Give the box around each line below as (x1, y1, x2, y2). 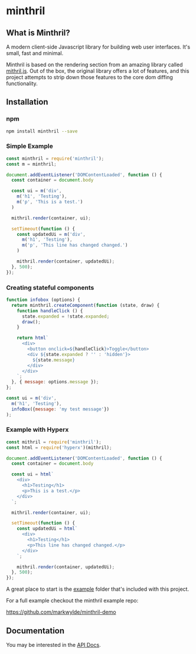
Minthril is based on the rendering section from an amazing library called (6, 61, 183, 68)
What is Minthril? (6, 28, 71, 38)
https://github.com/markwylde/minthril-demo (6, 608, 116, 616)
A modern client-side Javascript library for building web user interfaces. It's (6, 43, 191, 50)
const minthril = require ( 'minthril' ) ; (6, 156, 104, 161)
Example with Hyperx (6, 426, 69, 434)
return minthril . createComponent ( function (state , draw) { (11, 302, 160, 308)
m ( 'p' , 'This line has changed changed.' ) (21, 242, 128, 248)
